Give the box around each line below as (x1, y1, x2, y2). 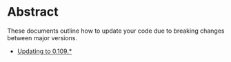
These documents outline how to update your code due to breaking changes (7, 27, 225, 35)
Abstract (7, 4, 59, 20)
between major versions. (7, 33, 78, 42)
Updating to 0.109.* (17, 47, 72, 55)
